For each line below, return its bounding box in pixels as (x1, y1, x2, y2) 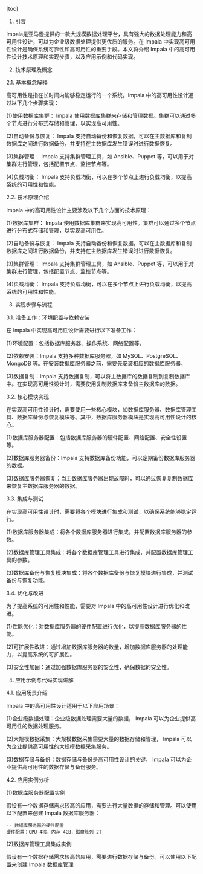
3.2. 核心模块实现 (6, 393, 50, 400)
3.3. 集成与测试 (6, 495, 44, 502)
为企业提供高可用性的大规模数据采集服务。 (6, 743, 112, 750)
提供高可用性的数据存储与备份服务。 (11, 763, 101, 770)
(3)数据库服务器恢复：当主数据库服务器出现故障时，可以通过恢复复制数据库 (6, 474, 193, 482)
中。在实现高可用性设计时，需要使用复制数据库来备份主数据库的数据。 (6, 380, 181, 387)
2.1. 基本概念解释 (6, 79, 48, 86)
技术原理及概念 (14, 66, 53, 73)
